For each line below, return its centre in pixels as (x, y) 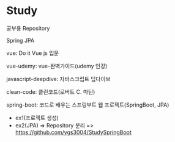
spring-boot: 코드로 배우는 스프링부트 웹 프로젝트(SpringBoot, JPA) (88, 105)
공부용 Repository (28, 28)
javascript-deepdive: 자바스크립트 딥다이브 (59, 79)
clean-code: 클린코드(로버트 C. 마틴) (51, 91)
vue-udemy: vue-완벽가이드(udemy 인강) (57, 66)
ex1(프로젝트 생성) (37, 118)
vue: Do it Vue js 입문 (33, 53)
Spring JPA (20, 40)
